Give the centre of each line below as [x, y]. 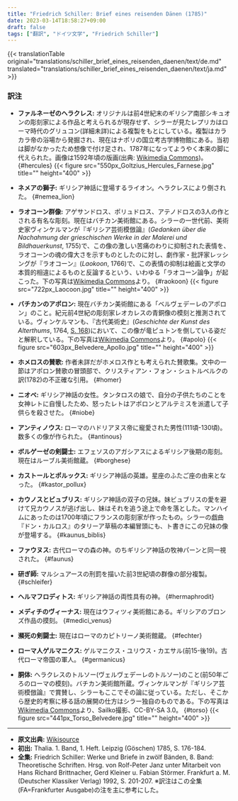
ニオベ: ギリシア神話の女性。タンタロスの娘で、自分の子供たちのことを [122, 394]
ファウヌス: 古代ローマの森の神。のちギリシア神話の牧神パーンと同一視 [122, 550]
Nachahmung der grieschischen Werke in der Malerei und [102, 237]
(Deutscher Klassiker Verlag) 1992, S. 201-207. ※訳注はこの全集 [110, 780]
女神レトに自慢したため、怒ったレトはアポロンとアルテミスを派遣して [120, 403]
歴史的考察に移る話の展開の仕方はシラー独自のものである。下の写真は [126, 701]
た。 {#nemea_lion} [46, 197]
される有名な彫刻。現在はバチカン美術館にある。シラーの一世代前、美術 [123, 220]
